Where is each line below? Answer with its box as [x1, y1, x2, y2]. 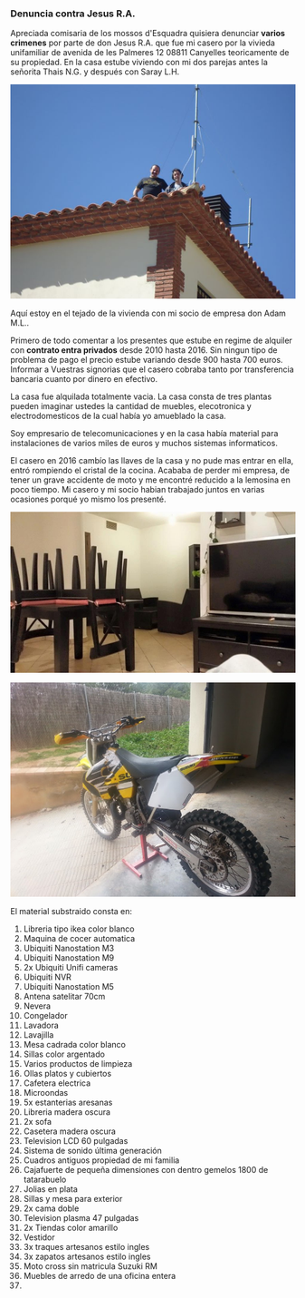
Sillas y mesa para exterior [23, 1193, 123, 1204]
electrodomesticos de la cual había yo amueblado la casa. [10, 411, 227, 422]
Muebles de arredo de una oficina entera [23, 1270, 176, 1281]
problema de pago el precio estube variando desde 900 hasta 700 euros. [10, 355, 283, 366]
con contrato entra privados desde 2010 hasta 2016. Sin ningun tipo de [10, 345, 278, 356]
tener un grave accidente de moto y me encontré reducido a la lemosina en [10, 474, 291, 485]
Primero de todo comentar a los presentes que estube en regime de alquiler [10, 335, 293, 346]
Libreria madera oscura [23, 1106, 111, 1117]
